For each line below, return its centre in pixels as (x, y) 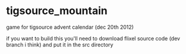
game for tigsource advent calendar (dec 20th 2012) (70, 27)
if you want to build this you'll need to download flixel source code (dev (93, 38)
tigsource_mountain (57, 11)
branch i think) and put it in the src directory (60, 45)
